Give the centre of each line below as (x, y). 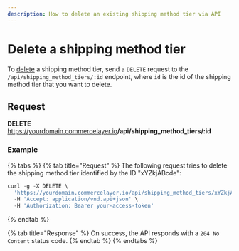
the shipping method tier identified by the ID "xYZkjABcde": (94, 173)
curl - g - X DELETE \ (38, 186)
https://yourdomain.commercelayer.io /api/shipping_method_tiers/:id (109, 131)
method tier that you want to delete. (60, 84)
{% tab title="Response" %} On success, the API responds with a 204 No (113, 233)
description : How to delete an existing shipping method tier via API (114, 14)
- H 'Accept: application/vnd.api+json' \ (76, 199)
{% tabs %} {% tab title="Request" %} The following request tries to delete (117, 165)
